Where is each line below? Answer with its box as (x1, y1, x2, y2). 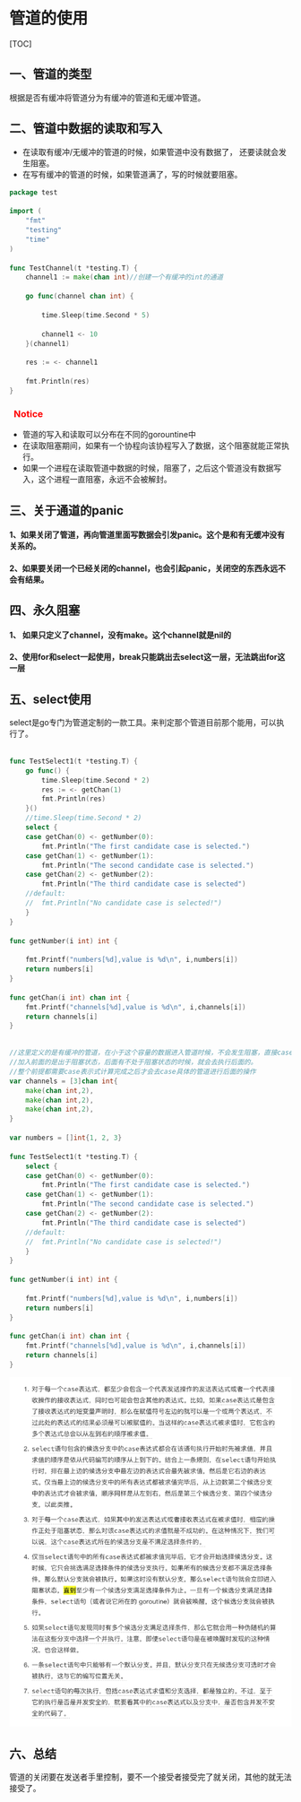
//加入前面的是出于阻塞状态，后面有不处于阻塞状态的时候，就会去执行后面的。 (9, 1058, 258, 1067)
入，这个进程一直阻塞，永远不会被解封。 (21, 474, 172, 485)
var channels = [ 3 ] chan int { (9, 1077, 118, 1086)
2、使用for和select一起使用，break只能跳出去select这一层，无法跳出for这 (9, 652, 286, 663)
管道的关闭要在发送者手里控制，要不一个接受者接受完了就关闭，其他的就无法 (9, 1772, 292, 1782)
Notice (13, 407, 44, 420)
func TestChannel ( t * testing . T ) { (9, 264, 139, 273)
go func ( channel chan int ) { (25, 292, 134, 301)
